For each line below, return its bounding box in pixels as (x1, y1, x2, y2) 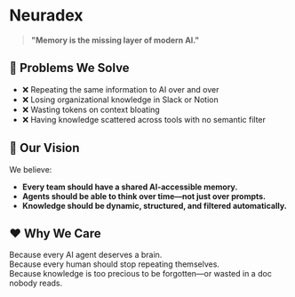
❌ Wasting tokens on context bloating (21, 104, 160, 115)
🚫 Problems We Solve (9, 60, 131, 76)
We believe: (9, 164, 52, 174)
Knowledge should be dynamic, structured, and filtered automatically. (21, 200, 287, 211)
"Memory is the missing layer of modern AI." (30, 35, 200, 45)
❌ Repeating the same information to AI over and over (21, 84, 219, 94)
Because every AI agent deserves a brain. (9, 250, 163, 261)
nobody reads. (9, 277, 63, 289)
